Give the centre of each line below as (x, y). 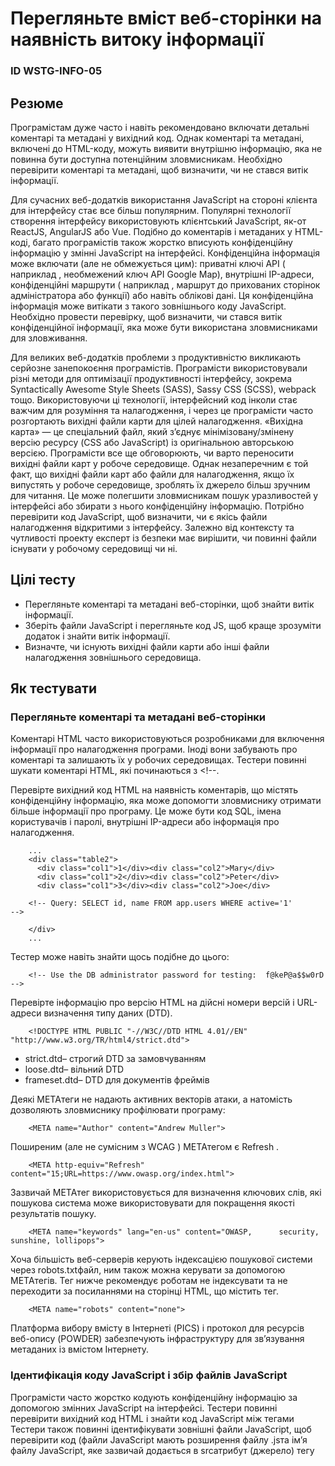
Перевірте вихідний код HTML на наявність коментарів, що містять (154, 790)
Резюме (37, 103)
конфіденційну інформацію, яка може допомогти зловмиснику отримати (166, 801)
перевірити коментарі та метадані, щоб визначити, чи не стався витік (159, 169)
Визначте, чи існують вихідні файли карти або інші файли (147, 646)
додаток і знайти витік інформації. (97, 636)
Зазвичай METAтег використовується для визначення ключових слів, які (166, 1193)
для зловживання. (49, 338)
